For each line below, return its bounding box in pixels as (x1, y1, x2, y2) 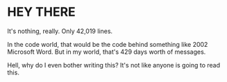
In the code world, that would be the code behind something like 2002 (7, 40, 208, 48)
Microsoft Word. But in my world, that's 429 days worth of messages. (7, 48, 206, 56)
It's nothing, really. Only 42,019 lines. (7, 27, 113, 35)
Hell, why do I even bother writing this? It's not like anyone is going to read (7, 61, 221, 69)
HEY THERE (7, 4, 76, 20)
